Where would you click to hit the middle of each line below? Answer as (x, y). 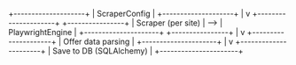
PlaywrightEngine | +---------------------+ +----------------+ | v (127, 32)
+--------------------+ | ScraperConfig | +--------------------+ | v (129, 14)
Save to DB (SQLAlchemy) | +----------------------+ (148, 51)
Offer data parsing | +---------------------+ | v (148, 41)
